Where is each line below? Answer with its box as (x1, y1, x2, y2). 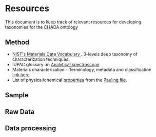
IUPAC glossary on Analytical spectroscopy (12, 61, 99, 67)
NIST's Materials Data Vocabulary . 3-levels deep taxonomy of (12, 51, 137, 57)
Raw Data (5, 107, 35, 116)
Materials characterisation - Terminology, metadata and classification (12, 67, 152, 72)
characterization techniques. (12, 56, 70, 62)
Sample (5, 91, 29, 100)
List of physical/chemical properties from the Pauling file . (12, 77, 127, 83)
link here (12, 71, 30, 78)
